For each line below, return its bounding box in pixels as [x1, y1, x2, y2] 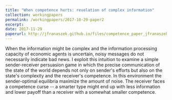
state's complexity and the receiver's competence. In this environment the [5, 73, 162, 78]
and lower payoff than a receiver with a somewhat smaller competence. [5, 89, 156, 95]
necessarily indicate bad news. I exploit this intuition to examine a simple [5, 56, 159, 62]
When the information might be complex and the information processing [5, 46, 157, 51]
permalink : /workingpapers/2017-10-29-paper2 [5, 17, 104, 22]
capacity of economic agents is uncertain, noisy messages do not [5, 51, 144, 57]
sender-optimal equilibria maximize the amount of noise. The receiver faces [5, 78, 165, 84]
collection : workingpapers [5, 12, 63, 17]
